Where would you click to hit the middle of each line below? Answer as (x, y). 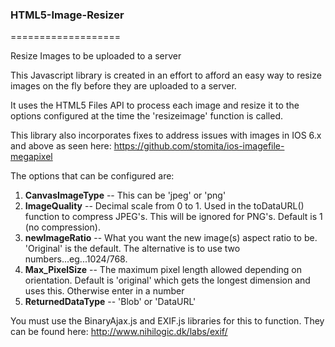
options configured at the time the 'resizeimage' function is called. (146, 116)
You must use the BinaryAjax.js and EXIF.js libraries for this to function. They (167, 321)
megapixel (31, 157)
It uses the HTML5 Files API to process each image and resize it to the (155, 105)
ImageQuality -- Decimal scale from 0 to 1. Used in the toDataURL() (164, 206)
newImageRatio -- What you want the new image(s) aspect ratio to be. (171, 238)
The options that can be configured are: (92, 176)
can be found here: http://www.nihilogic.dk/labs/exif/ (119, 332)
